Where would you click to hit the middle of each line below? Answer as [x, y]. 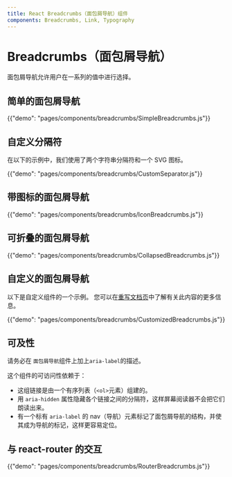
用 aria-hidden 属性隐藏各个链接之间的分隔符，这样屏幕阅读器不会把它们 [121, 399]
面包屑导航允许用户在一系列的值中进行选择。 [71, 77]
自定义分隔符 [35, 142]
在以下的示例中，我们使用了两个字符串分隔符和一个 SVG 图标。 [97, 160]
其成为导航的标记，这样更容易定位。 [69, 425]
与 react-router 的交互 [55, 449]
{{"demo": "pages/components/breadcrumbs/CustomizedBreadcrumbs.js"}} [116, 319]
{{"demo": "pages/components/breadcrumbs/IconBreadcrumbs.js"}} [105, 214]
